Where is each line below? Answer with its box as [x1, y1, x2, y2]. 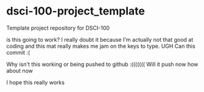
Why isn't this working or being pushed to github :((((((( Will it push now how [6, 61, 199, 68]
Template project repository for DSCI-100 [6, 24, 110, 31]
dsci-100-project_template [6, 4, 145, 18]
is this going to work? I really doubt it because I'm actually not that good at [6, 36, 194, 43]
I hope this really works [6, 79, 65, 86]
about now [6, 67, 33, 74]
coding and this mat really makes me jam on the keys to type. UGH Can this [6, 42, 196, 50]
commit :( [6, 48, 30, 56]
